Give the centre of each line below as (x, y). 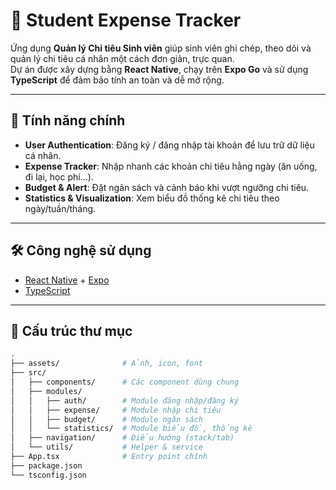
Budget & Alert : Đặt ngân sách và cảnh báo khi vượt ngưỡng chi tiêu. (167, 187)
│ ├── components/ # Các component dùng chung (125, 382)
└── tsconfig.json (48, 475)
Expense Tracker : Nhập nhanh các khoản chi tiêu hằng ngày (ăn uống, (171, 166)
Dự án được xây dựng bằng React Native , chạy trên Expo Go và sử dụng (159, 69)
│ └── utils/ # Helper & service (106, 447)
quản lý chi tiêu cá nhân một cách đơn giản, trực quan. (122, 58)
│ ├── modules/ (46, 391)
